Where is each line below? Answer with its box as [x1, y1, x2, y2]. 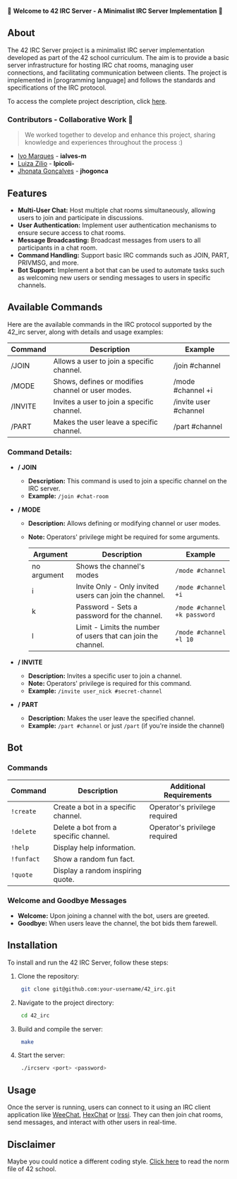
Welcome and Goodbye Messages [7, 895, 127, 905]
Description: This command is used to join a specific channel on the [28, 477, 227, 485]
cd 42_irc [20, 1012, 50, 1019]
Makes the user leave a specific [53, 417, 159, 427]
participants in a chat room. [17, 243, 98, 252]
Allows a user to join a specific [53, 356, 154, 366]
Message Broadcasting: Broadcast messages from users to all [17, 236, 201, 244]
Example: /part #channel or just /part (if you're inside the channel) [28, 722, 225, 730]
